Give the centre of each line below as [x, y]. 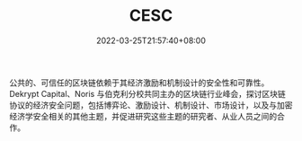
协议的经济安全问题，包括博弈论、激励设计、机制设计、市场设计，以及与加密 [151, 105]
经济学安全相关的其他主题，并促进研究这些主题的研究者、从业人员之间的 [143, 116]
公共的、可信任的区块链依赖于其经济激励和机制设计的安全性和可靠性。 [139, 83]
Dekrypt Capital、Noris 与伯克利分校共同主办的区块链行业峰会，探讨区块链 [147, 93]
